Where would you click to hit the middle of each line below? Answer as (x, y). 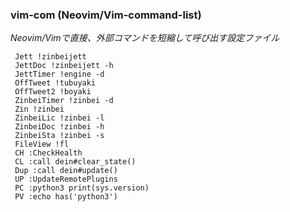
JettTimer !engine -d (59, 74)
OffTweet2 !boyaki (53, 92)
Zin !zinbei (39, 109)
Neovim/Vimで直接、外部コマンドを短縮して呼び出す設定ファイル (145, 38)
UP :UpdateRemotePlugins (66, 179)
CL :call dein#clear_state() (75, 162)
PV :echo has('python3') (66, 197)
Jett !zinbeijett (50, 57)
